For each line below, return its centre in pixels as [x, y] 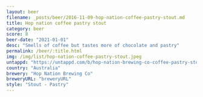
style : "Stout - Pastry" [37, 85]
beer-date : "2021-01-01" [37, 40]
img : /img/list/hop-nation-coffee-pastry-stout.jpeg [74, 57]
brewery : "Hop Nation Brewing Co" [50, 74]
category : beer [25, 29]
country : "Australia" [34, 68]
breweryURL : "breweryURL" [39, 79]
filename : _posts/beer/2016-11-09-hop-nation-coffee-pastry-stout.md [96, 17]
